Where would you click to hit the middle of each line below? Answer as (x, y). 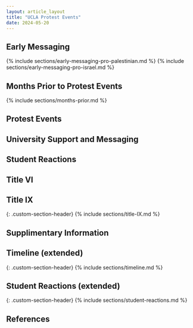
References (28, 319)
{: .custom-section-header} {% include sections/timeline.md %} (85, 267)
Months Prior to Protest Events (64, 86)
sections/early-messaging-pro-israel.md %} (60, 67)
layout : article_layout (36, 12)
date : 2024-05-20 (28, 23)
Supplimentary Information (57, 233)
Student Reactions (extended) (63, 286)
